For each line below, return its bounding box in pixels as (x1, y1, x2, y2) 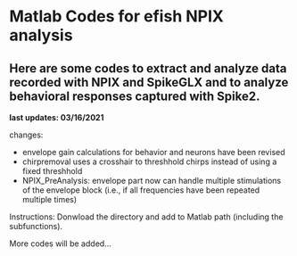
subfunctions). (9, 221, 63, 231)
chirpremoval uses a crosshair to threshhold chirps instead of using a (21, 156, 277, 167)
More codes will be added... (9, 238, 111, 249)
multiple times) (21, 194, 78, 204)
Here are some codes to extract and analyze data (9, 61, 287, 76)
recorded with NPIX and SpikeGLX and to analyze (9, 74, 289, 90)
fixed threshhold (21, 166, 83, 176)
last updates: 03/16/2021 (9, 112, 104, 122)
